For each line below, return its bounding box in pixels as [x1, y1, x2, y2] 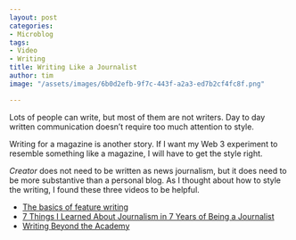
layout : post [9, 12, 58, 22]
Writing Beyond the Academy [21, 220, 130, 231]
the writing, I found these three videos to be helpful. [9, 184, 201, 194]
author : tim [9, 71, 53, 80]
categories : [9, 21, 53, 30]
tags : [9, 37, 29, 47]
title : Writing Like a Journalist [9, 63, 138, 72]
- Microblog [9, 29, 53, 38]
